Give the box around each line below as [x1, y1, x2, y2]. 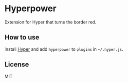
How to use [4, 33, 39, 41]
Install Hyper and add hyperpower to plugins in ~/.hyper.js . [4, 46, 124, 52]
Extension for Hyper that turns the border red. [4, 19, 97, 25]
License [4, 61, 29, 69]
